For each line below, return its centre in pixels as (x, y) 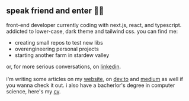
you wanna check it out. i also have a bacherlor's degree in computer (91, 85)
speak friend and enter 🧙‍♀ (55, 11)
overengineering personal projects (57, 49)
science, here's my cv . (33, 91)
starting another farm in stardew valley (62, 55)
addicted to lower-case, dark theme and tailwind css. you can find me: (92, 31)
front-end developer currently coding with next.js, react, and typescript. (94, 25)
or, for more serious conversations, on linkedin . (64, 66)
